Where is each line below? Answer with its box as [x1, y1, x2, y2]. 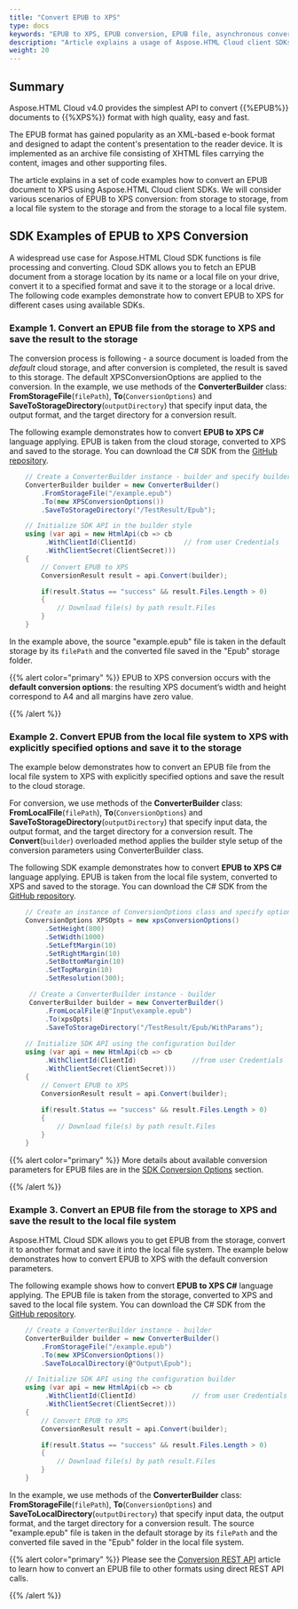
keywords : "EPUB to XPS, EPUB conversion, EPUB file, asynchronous [9, 29, 264, 38]
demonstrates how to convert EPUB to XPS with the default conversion [9, 1254, 269, 1264]
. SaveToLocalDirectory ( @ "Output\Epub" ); [41, 1358, 192, 1368]
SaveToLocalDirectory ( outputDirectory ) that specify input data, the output [9, 1508, 284, 1519]
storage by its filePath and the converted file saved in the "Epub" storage [9, 645, 280, 656]
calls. [9, 1573, 29, 1583]
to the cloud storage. [9, 781, 86, 792]
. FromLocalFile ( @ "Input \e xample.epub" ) [44, 1006, 192, 1016]
